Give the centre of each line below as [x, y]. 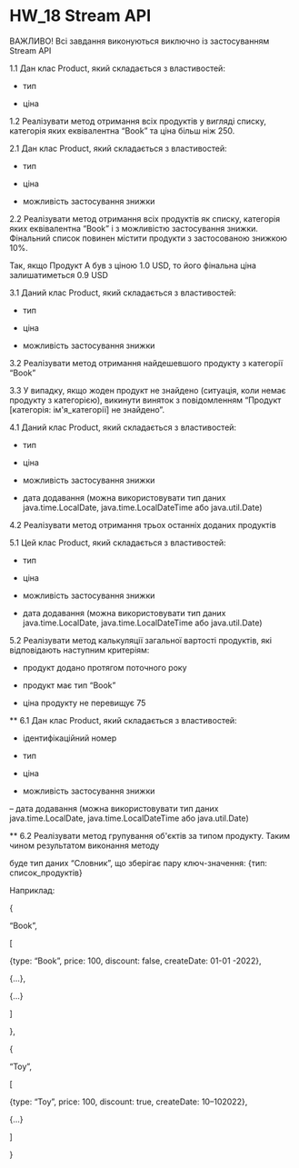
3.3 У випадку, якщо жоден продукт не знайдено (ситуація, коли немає [148, 390]
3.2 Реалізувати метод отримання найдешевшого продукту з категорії [146, 363]
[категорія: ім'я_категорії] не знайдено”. [87, 409]
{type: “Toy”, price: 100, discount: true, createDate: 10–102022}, [129, 1102]
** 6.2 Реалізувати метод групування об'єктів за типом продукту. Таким [150, 835]
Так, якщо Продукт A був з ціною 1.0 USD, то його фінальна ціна [133, 265]
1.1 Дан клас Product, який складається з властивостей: [117, 68]
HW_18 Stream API [80, 16]
